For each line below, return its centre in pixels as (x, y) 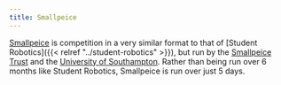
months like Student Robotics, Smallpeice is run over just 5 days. (127, 71)
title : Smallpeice (43, 17)
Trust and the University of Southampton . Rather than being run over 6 (138, 61)
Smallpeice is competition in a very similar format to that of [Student (133, 42)
